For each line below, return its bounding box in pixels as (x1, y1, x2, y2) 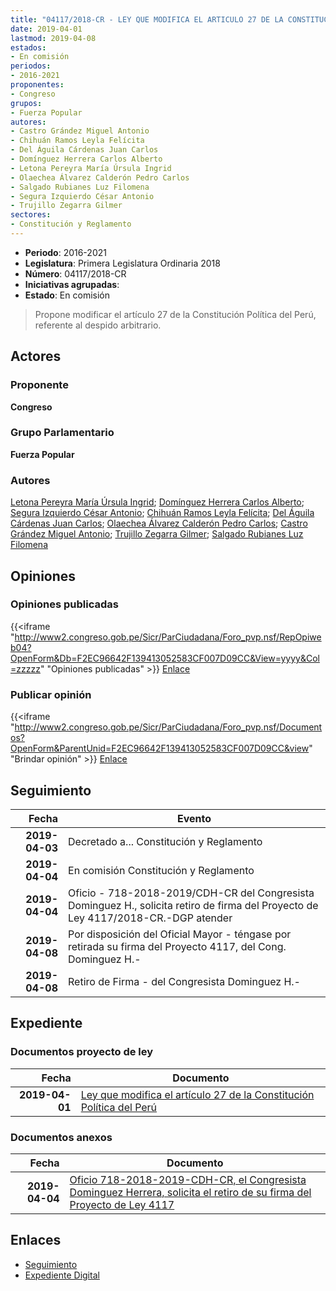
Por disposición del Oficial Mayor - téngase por (68, 927, 292, 941)
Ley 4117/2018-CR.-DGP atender (68, 911, 233, 925)
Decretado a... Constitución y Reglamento (68, 834, 263, 848)
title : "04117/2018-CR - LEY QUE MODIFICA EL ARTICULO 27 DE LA (10, 14, 284, 25)
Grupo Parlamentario (10, 426, 115, 440)
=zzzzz (10, 662, 41, 675)
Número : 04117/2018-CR (24, 267, 127, 280)
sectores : (10, 210, 52, 220)
